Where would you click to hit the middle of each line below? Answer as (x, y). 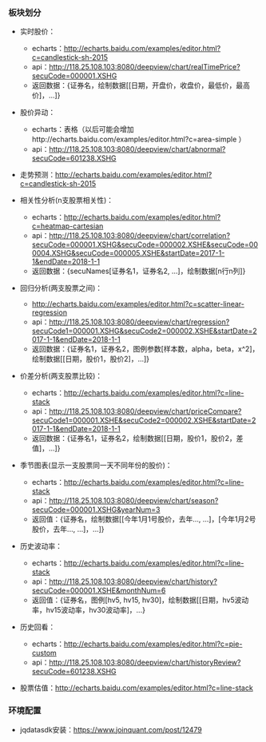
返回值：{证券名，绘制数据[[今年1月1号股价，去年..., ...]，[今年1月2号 (144, 519)
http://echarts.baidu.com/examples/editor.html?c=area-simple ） (139, 139)
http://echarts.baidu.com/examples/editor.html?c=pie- (153, 644)
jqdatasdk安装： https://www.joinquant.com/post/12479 (111, 729)
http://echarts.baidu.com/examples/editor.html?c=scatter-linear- (138, 304)
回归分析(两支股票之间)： (61, 288)
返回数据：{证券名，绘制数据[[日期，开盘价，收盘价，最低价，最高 (141, 85)
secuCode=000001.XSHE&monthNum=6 (99, 591)
